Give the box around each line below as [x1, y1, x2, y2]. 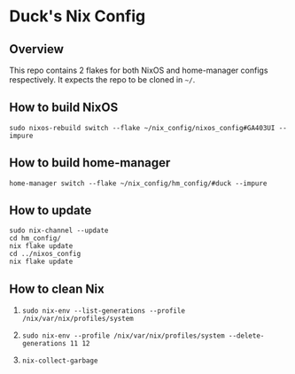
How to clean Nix [9, 281, 105, 296]
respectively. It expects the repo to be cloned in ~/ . [9, 74, 196, 85]
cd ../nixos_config [9, 250, 82, 259]
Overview [9, 42, 65, 57]
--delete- [229, 331, 265, 340]
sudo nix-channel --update [9, 226, 109, 236]
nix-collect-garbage [21, 356, 98, 365]
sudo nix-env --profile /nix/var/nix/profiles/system [21, 331, 225, 340]
